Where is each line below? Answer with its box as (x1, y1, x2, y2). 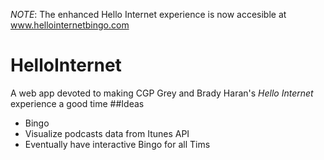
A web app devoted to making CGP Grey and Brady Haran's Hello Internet (10, 87, 314, 99)
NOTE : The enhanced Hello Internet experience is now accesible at (10, 9, 287, 20)
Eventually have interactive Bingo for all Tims (24, 138, 211, 150)
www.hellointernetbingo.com (10, 19, 130, 31)
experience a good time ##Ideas (10, 97, 145, 109)
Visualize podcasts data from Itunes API (24, 127, 190, 139)
